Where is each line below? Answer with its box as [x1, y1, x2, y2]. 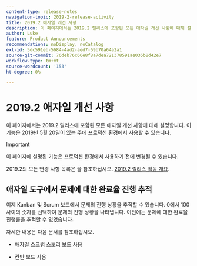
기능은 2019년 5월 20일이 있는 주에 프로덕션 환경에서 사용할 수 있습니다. [6, 129, 172, 136]
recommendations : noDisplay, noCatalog [6, 42, 104, 48]
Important [6, 141, 30, 148]
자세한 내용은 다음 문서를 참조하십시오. [6, 228, 94, 235]
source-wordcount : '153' [6, 63, 67, 69]
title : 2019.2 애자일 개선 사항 [6, 19, 77, 25]
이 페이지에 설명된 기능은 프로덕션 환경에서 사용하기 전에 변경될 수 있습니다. [6, 153, 179, 160]
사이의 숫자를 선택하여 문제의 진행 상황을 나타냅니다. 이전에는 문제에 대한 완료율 [6, 208, 188, 215]
